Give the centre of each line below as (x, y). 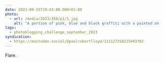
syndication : (18, 37)
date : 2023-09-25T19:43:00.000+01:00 (44, 10)
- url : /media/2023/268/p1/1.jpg (44, 19)
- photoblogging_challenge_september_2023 (54, 32)
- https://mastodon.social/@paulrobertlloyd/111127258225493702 (77, 41)
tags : (11, 28)
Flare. (11, 55)
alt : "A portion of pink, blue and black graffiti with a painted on (87, 23)
